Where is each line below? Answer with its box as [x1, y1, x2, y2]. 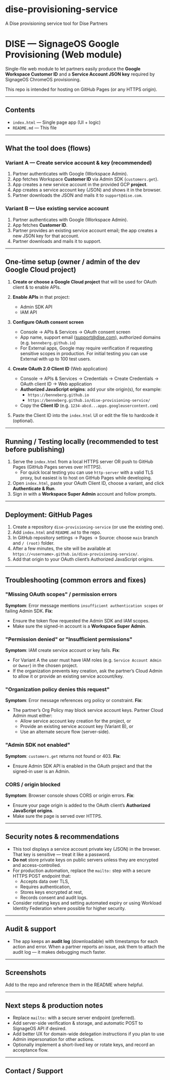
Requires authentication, [20, 884, 71, 890]
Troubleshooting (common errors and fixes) [5, 576, 146, 584]
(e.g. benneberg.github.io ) [20, 340, 76, 346]
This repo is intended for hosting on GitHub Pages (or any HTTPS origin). [5, 86, 158, 92]
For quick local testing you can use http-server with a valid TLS [20, 469, 153, 475]
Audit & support [5, 925, 57, 933]
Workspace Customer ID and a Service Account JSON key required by [5, 71, 155, 77]
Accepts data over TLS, [20, 878, 69, 884]
